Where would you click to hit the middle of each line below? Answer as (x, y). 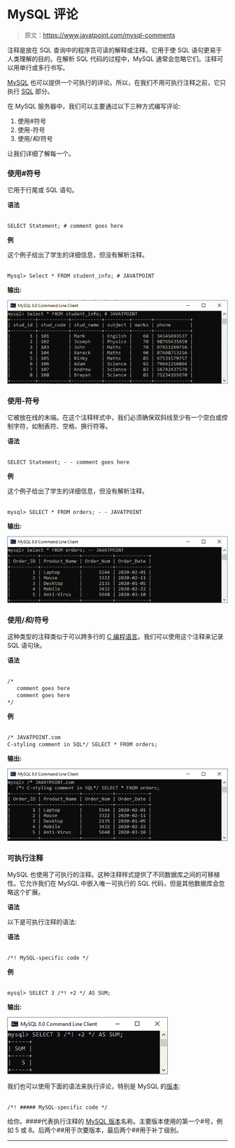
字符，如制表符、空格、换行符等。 (62, 426)
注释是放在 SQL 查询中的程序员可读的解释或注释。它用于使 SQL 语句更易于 (115, 50)
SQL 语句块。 (27, 645)
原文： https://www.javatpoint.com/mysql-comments (100, 35)
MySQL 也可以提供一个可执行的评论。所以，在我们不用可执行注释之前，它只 (117, 82)
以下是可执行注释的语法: (42, 922)
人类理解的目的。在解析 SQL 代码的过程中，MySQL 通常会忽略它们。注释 (112, 59)
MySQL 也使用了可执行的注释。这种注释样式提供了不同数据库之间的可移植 (114, 874)
